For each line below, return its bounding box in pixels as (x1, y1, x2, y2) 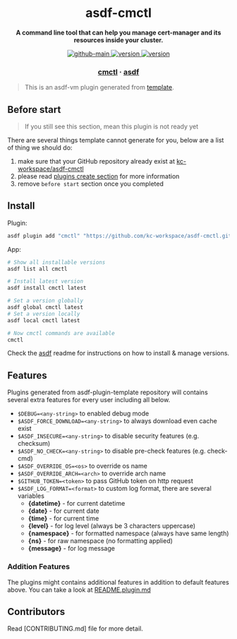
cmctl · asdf (97, 67, 140, 77)
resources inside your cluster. (73, 35, 164, 44)
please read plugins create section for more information (17, 172, 180, 181)
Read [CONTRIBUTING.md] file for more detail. (7, 624, 143, 633)
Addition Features (7, 562, 71, 572)
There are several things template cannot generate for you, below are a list (7, 136, 224, 145)
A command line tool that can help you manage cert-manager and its (16, 28, 221, 37)
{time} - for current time (28, 514, 99, 523)
